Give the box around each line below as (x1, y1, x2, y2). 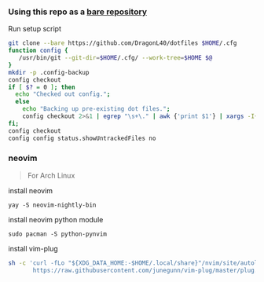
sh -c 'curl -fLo (8, 258, 65, 267)
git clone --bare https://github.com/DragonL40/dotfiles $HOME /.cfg (8, 39, 237, 47)
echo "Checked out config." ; (15, 90, 111, 98)
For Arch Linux (27, 170, 75, 180)
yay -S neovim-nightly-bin (8, 201, 97, 209)
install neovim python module (8, 214, 104, 224)
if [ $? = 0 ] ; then (8, 83, 76, 91)
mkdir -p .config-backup (8, 68, 90, 76)
